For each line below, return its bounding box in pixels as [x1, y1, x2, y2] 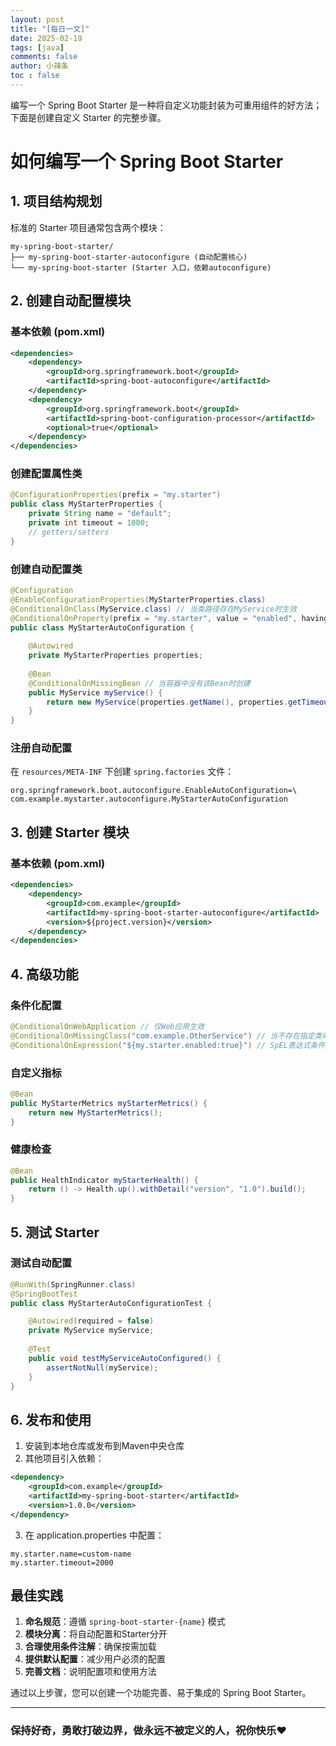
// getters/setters [28, 527, 110, 537]
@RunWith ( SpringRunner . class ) [10, 1279, 137, 1290]
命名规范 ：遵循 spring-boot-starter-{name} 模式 [24, 1616, 226, 1628]
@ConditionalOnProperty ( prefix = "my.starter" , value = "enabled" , [10, 613, 298, 623]
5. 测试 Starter [10, 1224, 100, 1241]
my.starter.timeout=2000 [10, 1557, 114, 1568]
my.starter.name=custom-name [10, 1549, 132, 1559]
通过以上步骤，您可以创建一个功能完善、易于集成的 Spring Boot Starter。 [10, 1687, 312, 1699]
